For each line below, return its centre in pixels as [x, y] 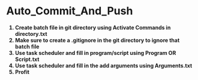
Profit [22, 72]
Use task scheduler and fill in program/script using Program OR [95, 53]
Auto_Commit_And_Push [70, 11]
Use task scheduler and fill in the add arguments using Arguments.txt [103, 65]
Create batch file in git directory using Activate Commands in [93, 27]
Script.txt [27, 59]
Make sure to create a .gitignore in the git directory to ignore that [97, 40]
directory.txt [31, 33]
